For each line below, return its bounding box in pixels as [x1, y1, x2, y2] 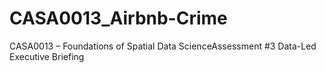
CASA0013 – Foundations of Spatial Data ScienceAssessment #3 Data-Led [9, 40, 317, 52]
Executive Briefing [9, 50, 85, 62]
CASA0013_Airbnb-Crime [9, 7, 228, 30]
